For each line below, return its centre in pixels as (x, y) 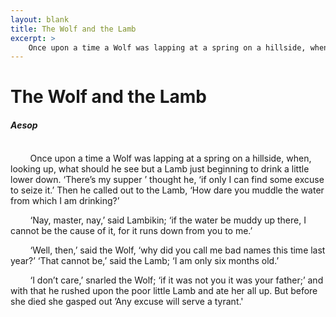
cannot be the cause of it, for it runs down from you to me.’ (131, 230)
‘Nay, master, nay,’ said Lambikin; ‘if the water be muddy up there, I (168, 220)
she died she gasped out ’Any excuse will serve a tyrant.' (127, 301)
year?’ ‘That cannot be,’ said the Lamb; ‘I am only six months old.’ (145, 260)
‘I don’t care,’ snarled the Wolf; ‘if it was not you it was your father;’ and (176, 280)
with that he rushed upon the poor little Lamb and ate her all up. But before (164, 290)
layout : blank (40, 19)
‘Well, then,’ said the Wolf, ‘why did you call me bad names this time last (177, 250)
